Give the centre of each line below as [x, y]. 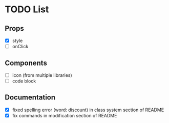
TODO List [27, 9]
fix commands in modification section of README [65, 115]
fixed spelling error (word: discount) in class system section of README [88, 110]
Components [26, 63]
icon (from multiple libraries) [42, 75]
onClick [20, 47]
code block [24, 81]
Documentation [30, 98]
